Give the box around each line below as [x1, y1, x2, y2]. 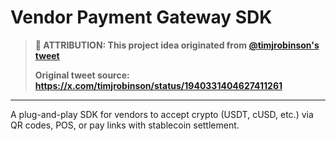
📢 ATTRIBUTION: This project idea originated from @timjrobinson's [34, 39, 320, 51]
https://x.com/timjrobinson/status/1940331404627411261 [34, 79, 283, 91]
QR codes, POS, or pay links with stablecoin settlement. [10, 119, 240, 131]
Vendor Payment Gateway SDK [10, 6, 273, 29]
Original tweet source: [34, 69, 130, 81]
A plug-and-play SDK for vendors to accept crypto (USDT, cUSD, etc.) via [10, 108, 314, 120]
